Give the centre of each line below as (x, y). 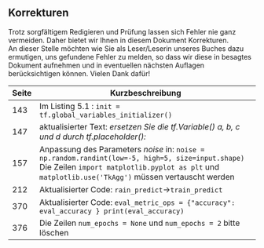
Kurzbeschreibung (146, 93)
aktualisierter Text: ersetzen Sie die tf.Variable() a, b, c (139, 126)
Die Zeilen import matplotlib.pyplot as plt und (129, 166)
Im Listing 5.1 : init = (79, 106)
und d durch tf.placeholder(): (93, 137)
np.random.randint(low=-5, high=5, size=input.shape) (142, 158)
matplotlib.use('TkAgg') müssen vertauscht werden (137, 177)
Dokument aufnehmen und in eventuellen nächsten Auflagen (106, 65)
